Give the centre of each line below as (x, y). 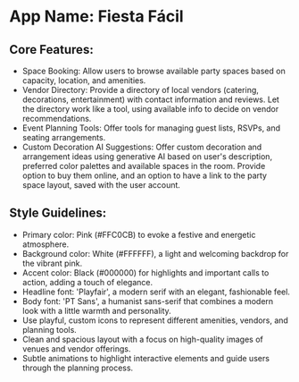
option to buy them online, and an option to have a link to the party (145, 175)
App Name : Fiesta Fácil (97, 17)
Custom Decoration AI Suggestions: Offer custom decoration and (142, 147)
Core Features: (51, 50)
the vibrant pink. (52, 263)
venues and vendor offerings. (76, 348)
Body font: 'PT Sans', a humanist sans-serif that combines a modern (148, 301)
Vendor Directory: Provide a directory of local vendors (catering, (140, 90)
